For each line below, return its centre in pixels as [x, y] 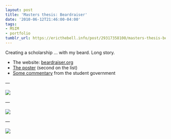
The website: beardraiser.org [43, 62]
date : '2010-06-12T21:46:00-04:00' [43, 19]
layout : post [19, 10]
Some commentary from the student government [64, 73]
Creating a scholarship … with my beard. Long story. [60, 52]
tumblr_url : [18, 38]
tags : [11, 24]
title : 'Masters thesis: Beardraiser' [46, 15]
